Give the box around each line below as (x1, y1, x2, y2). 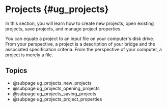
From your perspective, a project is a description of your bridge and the (5, 41, 155, 47)
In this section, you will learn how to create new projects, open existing (5, 20, 154, 26)
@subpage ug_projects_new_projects (12, 80, 92, 86)
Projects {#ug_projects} (5, 4, 109, 15)
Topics (5, 66, 27, 75)
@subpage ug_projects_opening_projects (12, 85, 100, 91)
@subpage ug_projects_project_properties (12, 96, 102, 102)
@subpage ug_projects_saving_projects (12, 90, 97, 97)
